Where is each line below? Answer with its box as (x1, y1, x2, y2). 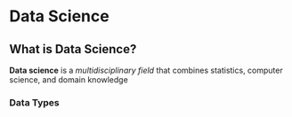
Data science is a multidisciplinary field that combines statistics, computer (9, 65, 283, 75)
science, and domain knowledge (9, 74, 129, 85)
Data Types (9, 96, 60, 108)
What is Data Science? (9, 42, 137, 57)
